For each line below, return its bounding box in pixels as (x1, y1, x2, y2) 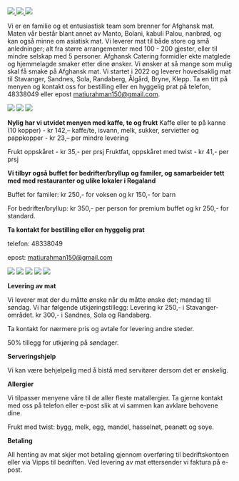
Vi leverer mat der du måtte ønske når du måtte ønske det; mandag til (7, 295, 211, 304)
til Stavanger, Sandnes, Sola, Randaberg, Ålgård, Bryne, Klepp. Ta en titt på (7, 75, 228, 83)
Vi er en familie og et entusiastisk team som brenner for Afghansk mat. (7, 21, 215, 30)
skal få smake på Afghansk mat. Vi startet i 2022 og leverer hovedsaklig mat (7, 67, 231, 76)
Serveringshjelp (7, 353, 56, 360)
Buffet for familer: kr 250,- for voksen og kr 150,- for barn (7, 191, 176, 198)
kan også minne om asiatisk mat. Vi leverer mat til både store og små (7, 37, 210, 45)
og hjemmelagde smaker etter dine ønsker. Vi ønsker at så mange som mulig (7, 60, 233, 68)
